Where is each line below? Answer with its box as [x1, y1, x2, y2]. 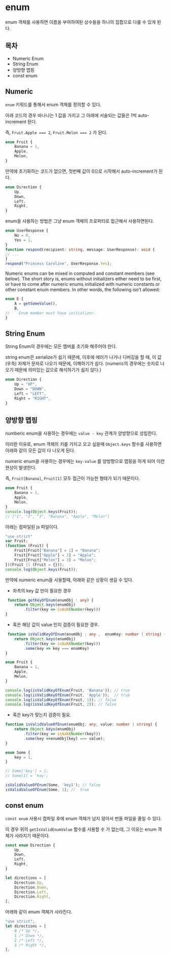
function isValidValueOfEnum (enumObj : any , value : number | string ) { [5, 722, 157, 727]
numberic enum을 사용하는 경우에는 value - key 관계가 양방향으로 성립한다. [5, 431, 158, 437]
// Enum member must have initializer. [5, 310, 96, 316]
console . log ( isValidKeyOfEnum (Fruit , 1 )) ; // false [5, 697, 116, 702]
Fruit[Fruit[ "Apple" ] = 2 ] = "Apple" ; [14, 553, 96, 558]
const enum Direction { [5, 842, 56, 848]
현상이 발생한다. [5, 465, 37, 471]
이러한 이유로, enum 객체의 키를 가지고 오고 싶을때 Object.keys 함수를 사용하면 [5, 441, 162, 447]
